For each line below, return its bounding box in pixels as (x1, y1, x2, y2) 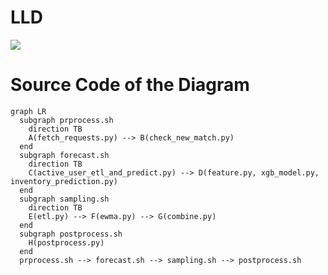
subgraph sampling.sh (19, 194, 110, 204)
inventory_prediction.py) (10, 176, 118, 186)
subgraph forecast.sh (19, 150, 110, 160)
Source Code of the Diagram (10, 74, 250, 96)
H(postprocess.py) (28, 237, 105, 248)
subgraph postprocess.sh (19, 229, 123, 239)
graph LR (10, 106, 47, 116)
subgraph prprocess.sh (19, 115, 114, 125)
